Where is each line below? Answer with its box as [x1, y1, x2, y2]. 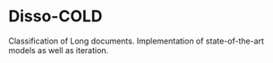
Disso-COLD [8, 6, 103, 27]
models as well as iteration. [8, 44, 109, 55]
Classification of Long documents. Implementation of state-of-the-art [8, 35, 265, 46]
